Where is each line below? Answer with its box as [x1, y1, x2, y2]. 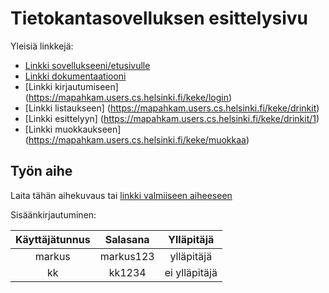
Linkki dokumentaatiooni [24, 70, 127, 82]
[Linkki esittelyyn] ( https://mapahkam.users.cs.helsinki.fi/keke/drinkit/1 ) [24, 112, 320, 124]
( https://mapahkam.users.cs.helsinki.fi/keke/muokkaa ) [24, 133, 250, 146]
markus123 [99, 249, 155, 263]
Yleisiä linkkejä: [10, 40, 74, 52]
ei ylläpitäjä [164, 265, 218, 279]
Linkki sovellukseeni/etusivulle [24, 59, 151, 71]
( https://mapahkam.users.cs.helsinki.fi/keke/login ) [24, 91, 233, 103]
